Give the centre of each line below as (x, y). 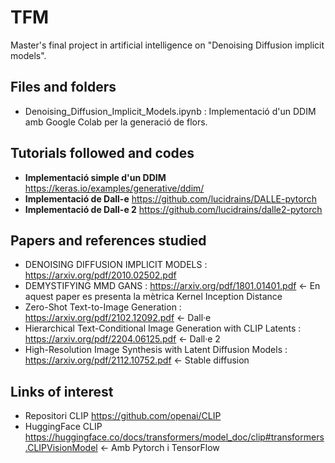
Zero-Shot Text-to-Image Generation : (103, 307)
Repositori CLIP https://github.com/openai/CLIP (123, 416)
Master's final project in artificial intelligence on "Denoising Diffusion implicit (167, 45)
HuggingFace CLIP (63, 427)
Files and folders (63, 87)
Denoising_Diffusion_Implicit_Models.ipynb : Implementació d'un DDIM (170, 111)
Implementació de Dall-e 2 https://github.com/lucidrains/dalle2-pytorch (173, 209)
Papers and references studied (108, 240)
